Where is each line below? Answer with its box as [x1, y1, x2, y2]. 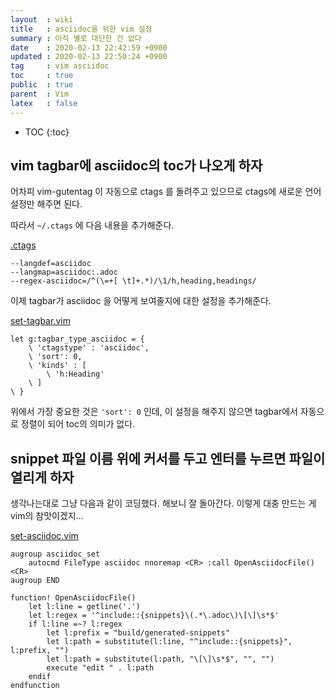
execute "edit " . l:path [46, 663, 155, 673]
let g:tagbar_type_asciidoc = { [10, 334, 145, 345]
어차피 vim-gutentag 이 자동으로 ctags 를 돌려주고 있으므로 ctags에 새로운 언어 [10, 186, 322, 198]
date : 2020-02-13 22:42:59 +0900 [10, 42, 168, 53]
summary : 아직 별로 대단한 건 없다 [10, 33, 142, 43]
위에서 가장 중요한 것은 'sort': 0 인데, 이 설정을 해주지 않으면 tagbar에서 [10, 406, 298, 418]
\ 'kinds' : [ [28, 361, 87, 371]
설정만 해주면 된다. [10, 198, 83, 210]
